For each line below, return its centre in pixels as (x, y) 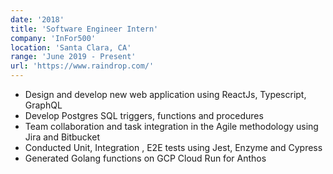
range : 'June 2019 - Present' (73, 57)
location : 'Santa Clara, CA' (71, 47)
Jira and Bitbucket (62, 137)
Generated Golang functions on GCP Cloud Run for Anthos (145, 158)
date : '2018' (37, 19)
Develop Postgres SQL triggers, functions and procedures (144, 115)
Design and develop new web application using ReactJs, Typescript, (165, 94)
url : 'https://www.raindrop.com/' (82, 66)
